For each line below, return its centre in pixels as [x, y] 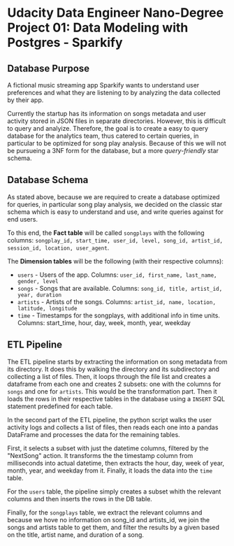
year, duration [39, 295]
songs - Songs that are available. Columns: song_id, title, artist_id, [120, 288]
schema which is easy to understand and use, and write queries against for [115, 212]
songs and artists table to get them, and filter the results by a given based [114, 527]
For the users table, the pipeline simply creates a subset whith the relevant [114, 491]
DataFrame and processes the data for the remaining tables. [94, 434]
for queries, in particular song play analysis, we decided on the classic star [115, 204]
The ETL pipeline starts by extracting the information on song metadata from [117, 361]
